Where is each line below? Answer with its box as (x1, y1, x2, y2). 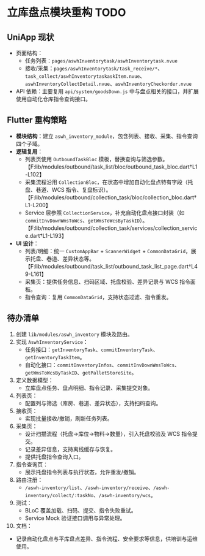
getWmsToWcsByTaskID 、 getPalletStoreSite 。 (24, 368, 137, 376)
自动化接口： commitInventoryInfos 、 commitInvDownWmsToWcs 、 (24, 361, 181, 368)
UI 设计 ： (15, 240, 39, 247)
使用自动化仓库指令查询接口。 (15, 96, 91, 102)
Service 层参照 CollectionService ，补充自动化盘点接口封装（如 (24, 209, 185, 216)
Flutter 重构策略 (7, 115, 67, 126)
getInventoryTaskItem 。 (24, 353, 85, 360)
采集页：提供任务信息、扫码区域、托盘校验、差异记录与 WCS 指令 (24, 278, 191, 285)
